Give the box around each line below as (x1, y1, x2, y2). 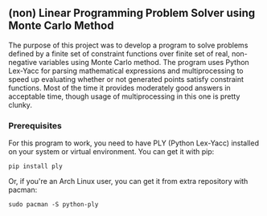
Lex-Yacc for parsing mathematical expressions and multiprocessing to (8, 66, 244, 75)
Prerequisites (8, 120, 62, 131)
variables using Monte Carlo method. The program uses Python (39, 57, 249, 67)
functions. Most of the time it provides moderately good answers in (8, 83, 231, 92)
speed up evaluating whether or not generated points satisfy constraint (8, 74, 244, 84)
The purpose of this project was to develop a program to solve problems (8, 40, 249, 50)
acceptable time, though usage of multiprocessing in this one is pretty (8, 92, 240, 101)
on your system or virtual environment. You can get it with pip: (8, 147, 215, 157)
